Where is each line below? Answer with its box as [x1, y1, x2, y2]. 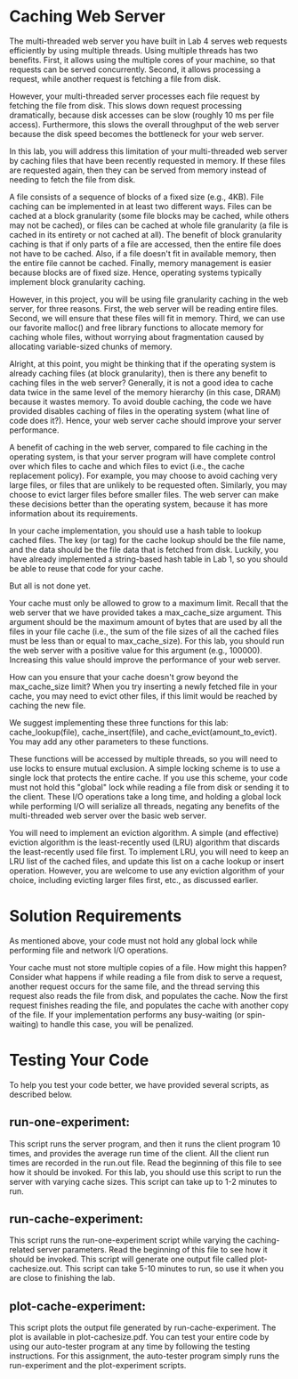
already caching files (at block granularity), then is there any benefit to [9, 368, 268, 378]
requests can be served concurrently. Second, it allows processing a [9, 64, 261, 75]
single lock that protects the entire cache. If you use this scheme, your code [9, 772, 288, 783]
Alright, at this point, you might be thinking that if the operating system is [9, 358, 276, 369]
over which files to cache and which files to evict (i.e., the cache [9, 460, 245, 471]
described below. [9, 1089, 73, 1099]
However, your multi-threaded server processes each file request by [9, 91, 261, 101]
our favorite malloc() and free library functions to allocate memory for [9, 322, 264, 333]
